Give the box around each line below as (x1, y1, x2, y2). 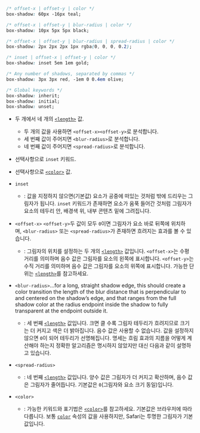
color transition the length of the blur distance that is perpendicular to (14, 288, 186, 295)
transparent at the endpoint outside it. (14, 307, 108, 314)
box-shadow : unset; (6, 104, 55, 110)
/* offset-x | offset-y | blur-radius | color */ (6, 21, 133, 28)
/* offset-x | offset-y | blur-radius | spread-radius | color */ (6, 38, 175, 44)
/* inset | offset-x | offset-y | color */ (6, 54, 116, 61)
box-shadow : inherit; (6, 92, 60, 98)
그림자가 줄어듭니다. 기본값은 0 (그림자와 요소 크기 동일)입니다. (30, 381, 174, 388)
